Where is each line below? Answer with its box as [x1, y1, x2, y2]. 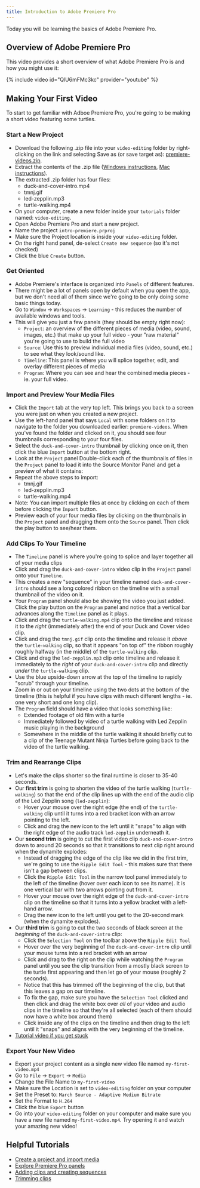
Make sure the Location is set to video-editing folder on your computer [14, 1085, 191, 1092]
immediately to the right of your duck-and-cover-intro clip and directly [14, 661, 188, 668]
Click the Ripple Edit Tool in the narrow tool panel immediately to [23, 873, 187, 881]
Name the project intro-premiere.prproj [14, 226, 115, 233]
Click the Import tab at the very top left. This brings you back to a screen [14, 404, 194, 411]
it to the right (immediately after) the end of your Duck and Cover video [14, 623, 190, 630]
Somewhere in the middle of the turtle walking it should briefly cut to [23, 731, 193, 738]
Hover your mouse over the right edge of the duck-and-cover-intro [23, 892, 189, 899]
